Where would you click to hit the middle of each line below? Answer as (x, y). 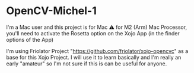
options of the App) (30, 39)
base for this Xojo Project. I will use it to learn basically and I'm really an (94, 57)
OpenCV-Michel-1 (51, 11)
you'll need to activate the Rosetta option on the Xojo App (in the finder (93, 33)
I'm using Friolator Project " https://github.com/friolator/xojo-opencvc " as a (97, 51)
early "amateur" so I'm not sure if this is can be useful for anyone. (87, 64)
